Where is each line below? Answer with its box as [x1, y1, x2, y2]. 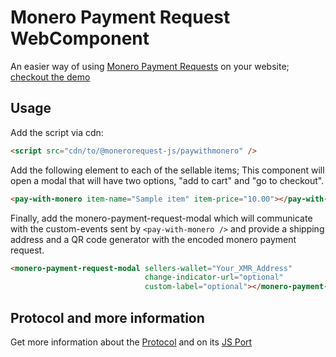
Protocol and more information [10, 309, 205, 326]
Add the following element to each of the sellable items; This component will [10, 164, 325, 176]
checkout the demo [10, 71, 91, 83]
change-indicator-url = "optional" [144, 272, 284, 283]
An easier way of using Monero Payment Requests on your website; [10, 60, 290, 72]
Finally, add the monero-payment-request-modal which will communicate [10, 212, 313, 224]
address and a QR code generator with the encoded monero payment [10, 233, 297, 245]
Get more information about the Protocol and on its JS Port [10, 336, 253, 348]
